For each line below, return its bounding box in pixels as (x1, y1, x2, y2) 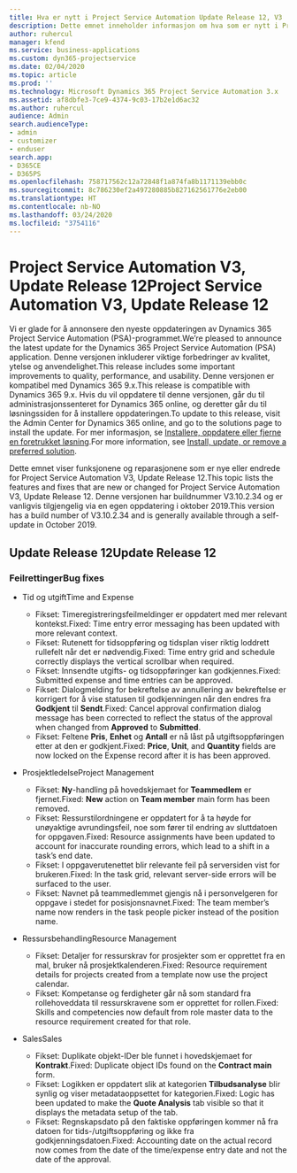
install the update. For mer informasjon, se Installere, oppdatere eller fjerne (9, 427, 282, 438)
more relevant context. (34, 628, 118, 638)
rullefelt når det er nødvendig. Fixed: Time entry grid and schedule (34, 647, 276, 658)
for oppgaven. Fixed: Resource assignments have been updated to (34, 831, 276, 842)
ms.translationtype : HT (9, 194, 97, 204)
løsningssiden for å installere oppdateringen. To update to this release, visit (9, 408, 281, 419)
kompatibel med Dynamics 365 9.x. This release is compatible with (9, 380, 250, 390)
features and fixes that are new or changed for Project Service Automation (9, 482, 280, 492)
